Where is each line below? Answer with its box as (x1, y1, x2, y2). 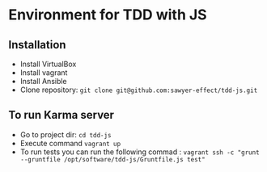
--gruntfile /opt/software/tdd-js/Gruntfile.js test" (19, 155, 206, 163)
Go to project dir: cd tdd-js (19, 129, 112, 139)
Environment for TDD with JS (8, 6, 208, 24)
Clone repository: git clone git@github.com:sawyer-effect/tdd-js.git (19, 85, 258, 94)
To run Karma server (8, 108, 115, 122)
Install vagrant (19, 68, 68, 78)
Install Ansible (19, 77, 67, 86)
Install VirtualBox (19, 59, 77, 69)
